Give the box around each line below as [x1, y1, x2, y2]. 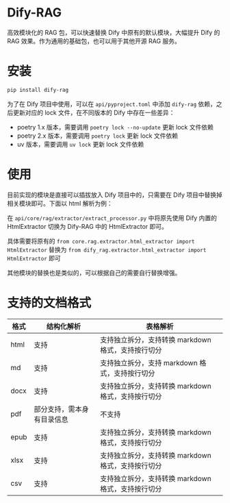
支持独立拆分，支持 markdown [100, 358, 198, 367]
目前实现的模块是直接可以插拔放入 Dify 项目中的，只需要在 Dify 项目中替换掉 [7, 191, 222, 199]
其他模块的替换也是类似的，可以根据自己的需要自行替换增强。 [7, 269, 181, 277]
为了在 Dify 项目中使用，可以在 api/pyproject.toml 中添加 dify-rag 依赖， [7, 99, 217, 108]
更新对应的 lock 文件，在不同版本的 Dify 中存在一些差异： [12, 108, 175, 116]
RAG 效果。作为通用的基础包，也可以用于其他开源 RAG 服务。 [7, 36, 181, 45]
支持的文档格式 [7, 295, 92, 310]
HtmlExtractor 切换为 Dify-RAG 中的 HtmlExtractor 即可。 [7, 222, 168, 230]
